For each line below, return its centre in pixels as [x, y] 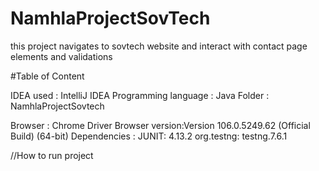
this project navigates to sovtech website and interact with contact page [159, 46]
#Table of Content [47, 76]
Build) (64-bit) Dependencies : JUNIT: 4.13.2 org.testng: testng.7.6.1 [149, 136]
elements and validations [61, 56]
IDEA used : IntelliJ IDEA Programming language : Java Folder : [140, 95]
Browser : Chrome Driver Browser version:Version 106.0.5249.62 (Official [160, 125]
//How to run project [52, 155]
